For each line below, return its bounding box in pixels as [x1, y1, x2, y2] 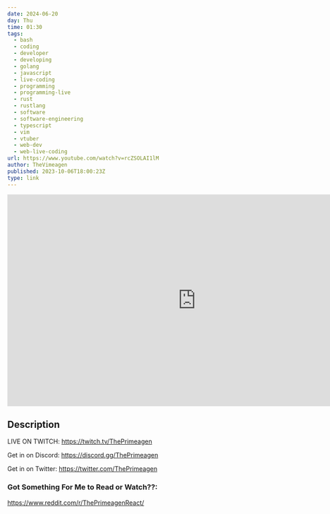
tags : [7, 30, 23, 37]
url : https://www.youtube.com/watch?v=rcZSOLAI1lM [7, 155, 159, 162]
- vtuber [13, 135, 39, 142]
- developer [13, 50, 49, 57]
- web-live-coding [13, 148, 68, 155]
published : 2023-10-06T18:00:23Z [7, 167, 106, 175]
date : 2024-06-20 [7, 10, 59, 18]
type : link [7, 174, 39, 181]
